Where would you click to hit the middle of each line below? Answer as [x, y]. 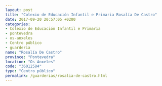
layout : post [19, 10]
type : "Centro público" [30, 71]
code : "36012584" [24, 66]
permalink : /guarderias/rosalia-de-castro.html [56, 76]
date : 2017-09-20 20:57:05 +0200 [40, 19]
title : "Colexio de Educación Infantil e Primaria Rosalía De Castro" [81, 15]
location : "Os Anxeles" [30, 62]
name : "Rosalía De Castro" [34, 52]
